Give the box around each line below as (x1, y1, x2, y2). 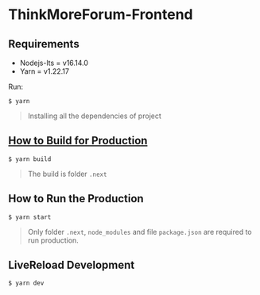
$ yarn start (8, 213, 52, 221)
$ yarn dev (8, 279, 45, 287)
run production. (27, 236, 80, 245)
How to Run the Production (8, 192, 145, 205)
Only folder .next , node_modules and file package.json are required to (27, 227, 252, 236)
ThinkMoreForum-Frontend (8, 6, 193, 24)
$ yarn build (8, 155, 52, 163)
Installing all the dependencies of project (27, 111, 161, 121)
